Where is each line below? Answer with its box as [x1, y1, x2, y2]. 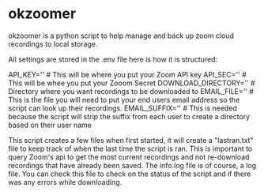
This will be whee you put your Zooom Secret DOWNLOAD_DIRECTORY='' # [8, 78, 255, 88]
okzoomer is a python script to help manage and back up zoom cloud [8, 31, 235, 40]
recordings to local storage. [8, 39, 98, 48]
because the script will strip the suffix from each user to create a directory [8, 111, 251, 121]
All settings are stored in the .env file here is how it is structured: [8, 54, 218, 64]
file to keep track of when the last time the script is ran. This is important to [8, 144, 253, 153]
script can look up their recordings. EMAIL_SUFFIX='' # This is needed [8, 103, 237, 113]
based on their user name [8, 120, 92, 129]
